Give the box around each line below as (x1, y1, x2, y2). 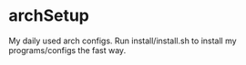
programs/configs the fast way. (8, 44, 127, 55)
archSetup (8, 5, 90, 26)
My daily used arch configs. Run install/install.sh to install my (8, 35, 238, 46)
